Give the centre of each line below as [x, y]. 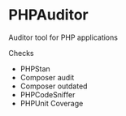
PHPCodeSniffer [48, 94]
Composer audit [47, 77]
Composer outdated [54, 86]
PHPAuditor [49, 15]
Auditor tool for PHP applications [63, 37]
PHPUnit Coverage [52, 103]
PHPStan [35, 69]
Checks [21, 53]
